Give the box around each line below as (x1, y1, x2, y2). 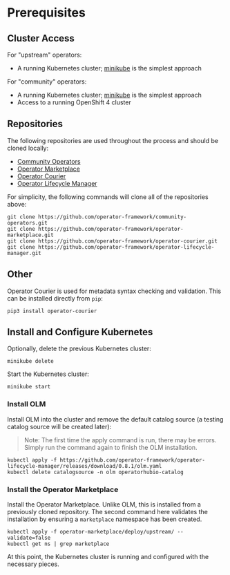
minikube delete (7, 358, 54, 365)
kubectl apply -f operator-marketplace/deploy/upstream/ (7, 529, 175, 536)
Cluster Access (7, 32, 75, 44)
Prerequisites (7, 5, 86, 21)
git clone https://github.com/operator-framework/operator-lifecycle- (7, 243, 215, 250)
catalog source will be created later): (7, 422, 112, 431)
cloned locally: (7, 144, 49, 152)
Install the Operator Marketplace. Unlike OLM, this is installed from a (7, 500, 202, 509)
